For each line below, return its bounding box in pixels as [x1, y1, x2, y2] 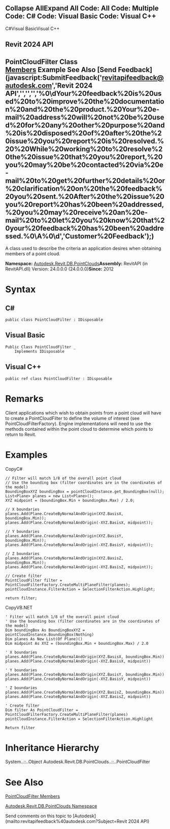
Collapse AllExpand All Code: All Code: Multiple [5, 4, 159, 13]
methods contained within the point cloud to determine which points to [5, 426, 153, 432]
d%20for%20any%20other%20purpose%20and [5, 121, 165, 129]
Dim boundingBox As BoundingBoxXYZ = [5, 628, 85, 633]
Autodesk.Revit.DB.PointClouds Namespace [5, 803, 97, 809]
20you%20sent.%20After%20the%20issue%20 [5, 192, 165, 201]
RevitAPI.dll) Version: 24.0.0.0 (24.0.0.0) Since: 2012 [5, 266, 114, 272]
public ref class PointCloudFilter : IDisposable [5, 376, 113, 381]
